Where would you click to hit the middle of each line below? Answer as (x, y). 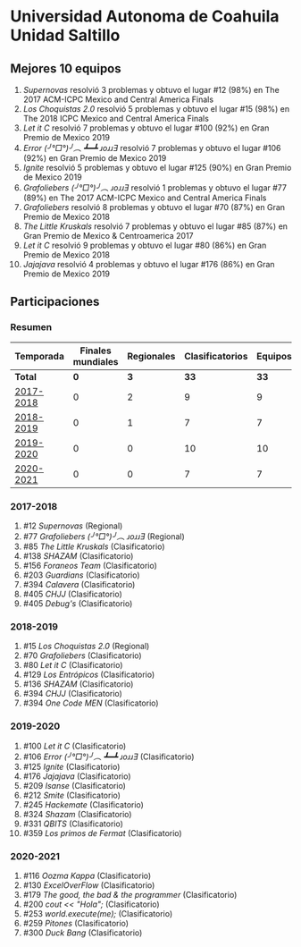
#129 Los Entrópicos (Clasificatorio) (89, 675)
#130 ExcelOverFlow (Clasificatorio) (89, 885)
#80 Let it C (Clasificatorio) (73, 665)
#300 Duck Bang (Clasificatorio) (83, 933)
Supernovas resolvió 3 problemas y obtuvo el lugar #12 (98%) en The (151, 90)
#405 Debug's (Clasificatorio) (78, 603)
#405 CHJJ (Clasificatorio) (73, 594)
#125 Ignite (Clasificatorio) (71, 766)
